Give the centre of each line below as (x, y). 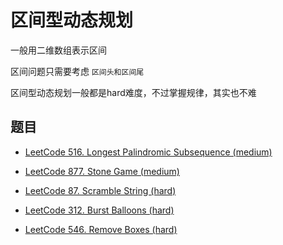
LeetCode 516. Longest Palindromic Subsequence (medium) (148, 152)
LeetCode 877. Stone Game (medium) (102, 171)
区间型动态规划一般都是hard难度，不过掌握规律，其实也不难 (133, 92)
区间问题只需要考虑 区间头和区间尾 (77, 71)
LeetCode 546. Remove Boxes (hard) (101, 229)
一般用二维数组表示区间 (58, 50)
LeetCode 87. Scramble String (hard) (100, 190)
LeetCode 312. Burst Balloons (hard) (99, 210)
